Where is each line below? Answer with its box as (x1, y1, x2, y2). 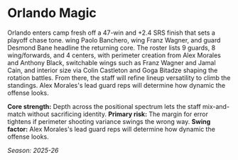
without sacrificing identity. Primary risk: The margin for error (27, 110, 208, 118)
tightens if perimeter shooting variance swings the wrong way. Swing (7, 117, 211, 125)
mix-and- (202, 102, 229, 110)
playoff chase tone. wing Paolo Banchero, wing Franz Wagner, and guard (7, 35, 221, 44)
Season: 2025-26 (7, 146, 59, 154)
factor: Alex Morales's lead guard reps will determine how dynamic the (7, 125, 215, 133)
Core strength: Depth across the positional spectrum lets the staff (7, 102, 201, 110)
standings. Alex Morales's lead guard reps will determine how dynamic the (7, 81, 226, 89)
